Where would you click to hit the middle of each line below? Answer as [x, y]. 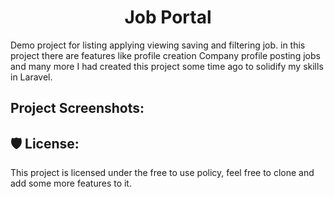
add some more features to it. [71, 183]
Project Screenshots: [77, 108]
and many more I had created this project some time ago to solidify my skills [167, 66]
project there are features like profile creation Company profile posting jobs [165, 55]
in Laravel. [31, 77]
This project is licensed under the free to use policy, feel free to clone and [162, 173]
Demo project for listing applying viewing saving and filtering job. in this [158, 45]
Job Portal [168, 17]
